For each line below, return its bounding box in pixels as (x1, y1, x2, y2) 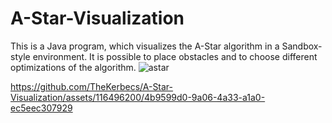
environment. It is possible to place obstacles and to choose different (32, 50, 318, 62)
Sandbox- (281, 40, 323, 52)
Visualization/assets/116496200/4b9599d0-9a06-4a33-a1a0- (10, 91, 266, 103)
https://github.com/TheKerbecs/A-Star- (10, 80, 174, 92)
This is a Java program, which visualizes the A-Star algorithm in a (10, 40, 280, 52)
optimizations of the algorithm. (10, 61, 137, 73)
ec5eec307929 (10, 102, 73, 114)
